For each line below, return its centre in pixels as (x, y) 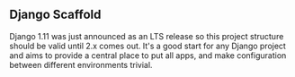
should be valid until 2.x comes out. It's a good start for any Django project (147, 46)
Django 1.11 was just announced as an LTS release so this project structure (147, 36)
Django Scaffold (55, 15)
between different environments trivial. (81, 64)
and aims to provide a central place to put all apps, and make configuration (148, 55)
